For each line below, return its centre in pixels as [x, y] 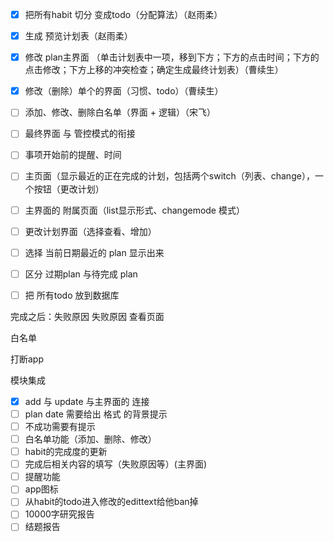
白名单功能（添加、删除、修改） [90, 439]
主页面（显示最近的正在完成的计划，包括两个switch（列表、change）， [169, 176]
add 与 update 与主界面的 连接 [87, 401]
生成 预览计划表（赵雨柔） [78, 36]
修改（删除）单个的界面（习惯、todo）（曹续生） [124, 91]
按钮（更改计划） [69, 189]
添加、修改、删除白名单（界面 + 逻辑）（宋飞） [120, 112]
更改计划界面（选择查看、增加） [90, 231]
